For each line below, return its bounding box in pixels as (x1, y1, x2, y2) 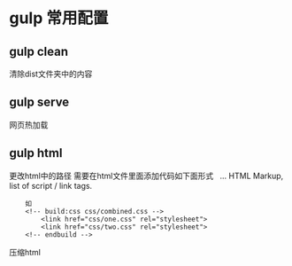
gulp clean (9, 43, 69, 59)
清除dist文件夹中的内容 (9, 68, 93, 79)
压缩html (9, 246, 42, 257)
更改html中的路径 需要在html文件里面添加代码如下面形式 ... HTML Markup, (9, 170, 284, 181)
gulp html (9, 145, 63, 160)
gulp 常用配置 (9, 8, 109, 28)
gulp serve (9, 95, 70, 110)
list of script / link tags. (9, 180, 93, 191)
